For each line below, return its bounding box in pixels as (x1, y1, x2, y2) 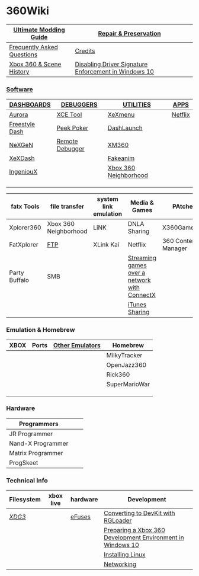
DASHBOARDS (9, 101, 51, 109)
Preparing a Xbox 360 (103, 526, 166, 535)
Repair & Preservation (98, 29, 161, 37)
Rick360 (106, 370, 130, 379)
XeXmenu (107, 111, 135, 119)
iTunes (127, 300, 147, 309)
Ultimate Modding (13, 25, 65, 34)
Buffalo (9, 276, 30, 284)
